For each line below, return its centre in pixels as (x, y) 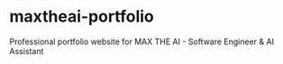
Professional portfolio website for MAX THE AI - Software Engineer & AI (142, 41)
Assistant (27, 50)
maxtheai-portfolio (82, 17)
